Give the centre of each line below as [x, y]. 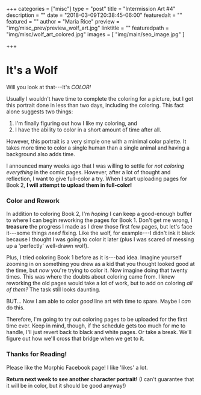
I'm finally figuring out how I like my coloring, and [76, 123]
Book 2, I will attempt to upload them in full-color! [69, 185]
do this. [16, 308]
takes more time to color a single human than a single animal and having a [98, 148]
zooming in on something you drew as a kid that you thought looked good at [100, 264]
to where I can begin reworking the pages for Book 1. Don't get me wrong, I [99, 220]
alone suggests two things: [40, 112]
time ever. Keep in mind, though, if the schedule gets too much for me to [96, 326]
